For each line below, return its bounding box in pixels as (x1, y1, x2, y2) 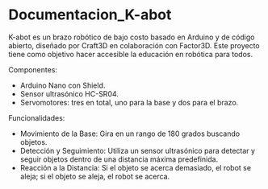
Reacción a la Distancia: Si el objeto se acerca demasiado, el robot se (19, 162, 252, 172)
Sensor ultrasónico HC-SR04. (19, 88, 119, 98)
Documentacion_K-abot (8, 6, 172, 24)
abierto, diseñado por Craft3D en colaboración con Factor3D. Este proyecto (8, 40, 260, 50)
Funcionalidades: (8, 113, 65, 122)
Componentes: (8, 64, 58, 74)
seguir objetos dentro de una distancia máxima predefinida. (19, 154, 219, 164)
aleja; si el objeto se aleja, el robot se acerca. (19, 171, 170, 181)
